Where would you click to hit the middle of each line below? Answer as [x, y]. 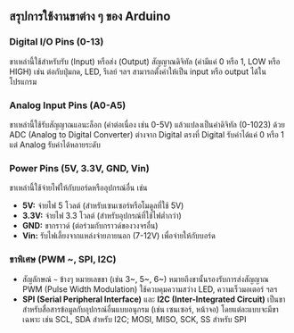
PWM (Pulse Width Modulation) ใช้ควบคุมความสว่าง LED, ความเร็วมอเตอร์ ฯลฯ [150, 289]
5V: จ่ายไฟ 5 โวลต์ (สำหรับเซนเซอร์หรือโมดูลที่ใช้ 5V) [103, 205]
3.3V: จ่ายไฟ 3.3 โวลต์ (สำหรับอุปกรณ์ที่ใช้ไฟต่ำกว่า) [102, 216]
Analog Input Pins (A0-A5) [68, 105]
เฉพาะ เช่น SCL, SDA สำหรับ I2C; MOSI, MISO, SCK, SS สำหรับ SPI [134, 319]
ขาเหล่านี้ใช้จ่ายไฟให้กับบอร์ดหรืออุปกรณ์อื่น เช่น [79, 187]
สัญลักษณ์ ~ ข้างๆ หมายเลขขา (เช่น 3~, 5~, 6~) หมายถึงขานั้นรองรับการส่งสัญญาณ [145, 279]
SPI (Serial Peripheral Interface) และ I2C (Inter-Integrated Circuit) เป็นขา [154, 299]
